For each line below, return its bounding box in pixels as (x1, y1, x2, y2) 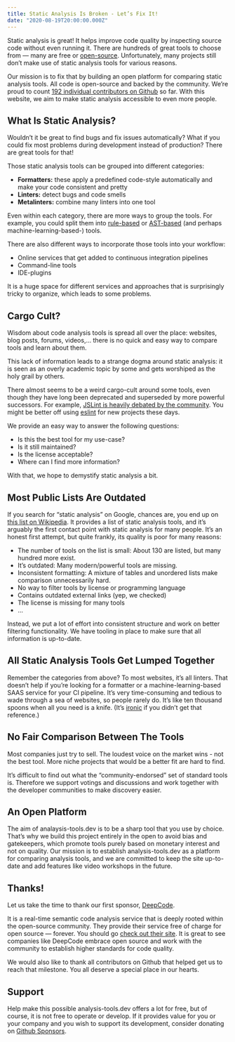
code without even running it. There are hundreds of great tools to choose (7, 44, 222, 52)
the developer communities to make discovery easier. (7, 786, 162, 794)
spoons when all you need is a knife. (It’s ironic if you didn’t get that (7, 703, 202, 711)
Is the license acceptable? (17, 450, 93, 459)
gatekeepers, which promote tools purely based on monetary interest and (7, 840, 220, 848)
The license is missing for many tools (17, 598, 125, 607)
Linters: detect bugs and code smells (17, 190, 126, 199)
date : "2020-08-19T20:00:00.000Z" (7, 17, 109, 24)
